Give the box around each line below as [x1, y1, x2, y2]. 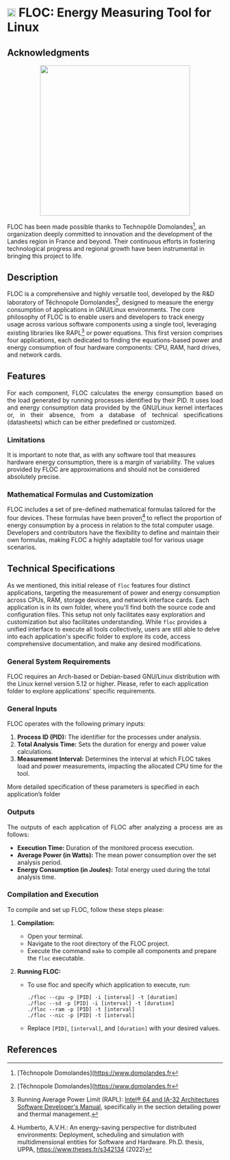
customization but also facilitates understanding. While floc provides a [7, 617, 207, 626]
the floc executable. [27, 954, 86, 962]
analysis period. [16, 858, 62, 867]
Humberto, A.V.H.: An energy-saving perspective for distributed [16, 1123, 197, 1131]
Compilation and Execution [7, 890, 99, 900]
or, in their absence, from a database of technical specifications [7, 410, 223, 419]
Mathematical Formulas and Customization [7, 489, 154, 499]
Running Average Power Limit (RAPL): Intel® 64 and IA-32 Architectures [16, 1095, 220, 1104]
